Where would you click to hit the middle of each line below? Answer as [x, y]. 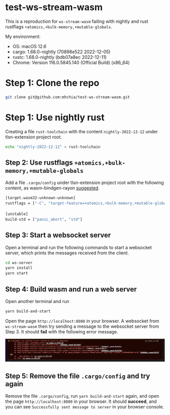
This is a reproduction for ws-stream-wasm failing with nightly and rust [77, 21]
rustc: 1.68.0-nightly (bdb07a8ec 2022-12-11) [60, 57]
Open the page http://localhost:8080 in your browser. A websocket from [82, 321]
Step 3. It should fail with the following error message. [62, 331]
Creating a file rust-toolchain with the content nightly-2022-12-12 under [82, 131]
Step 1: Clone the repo [52, 83]
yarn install [19, 268]
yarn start [17, 273]
